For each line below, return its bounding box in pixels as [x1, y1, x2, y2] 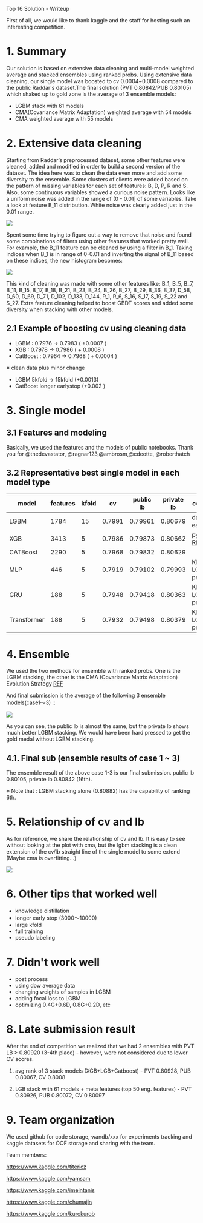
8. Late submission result [6, 1022, 135, 1036]
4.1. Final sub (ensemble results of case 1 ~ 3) [6, 753, 180, 763]
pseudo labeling [14, 934, 56, 942]
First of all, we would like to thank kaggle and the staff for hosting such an [6, 17, 190, 24]
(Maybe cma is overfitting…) [6, 855, 77, 862]
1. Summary [6, 45, 67, 58]
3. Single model [6, 403, 86, 417]
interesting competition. [6, 24, 65, 30]
